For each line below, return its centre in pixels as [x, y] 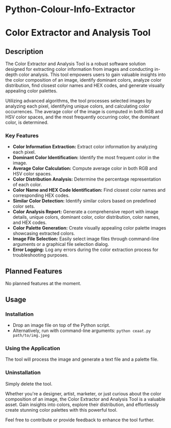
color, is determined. [27, 122]
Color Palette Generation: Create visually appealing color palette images [89, 228]
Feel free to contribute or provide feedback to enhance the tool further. [80, 420]
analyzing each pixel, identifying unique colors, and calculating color [77, 106]
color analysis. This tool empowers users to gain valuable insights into [92, 74]
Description [24, 51]
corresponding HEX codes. [41, 195]
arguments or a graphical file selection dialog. [61, 244]
